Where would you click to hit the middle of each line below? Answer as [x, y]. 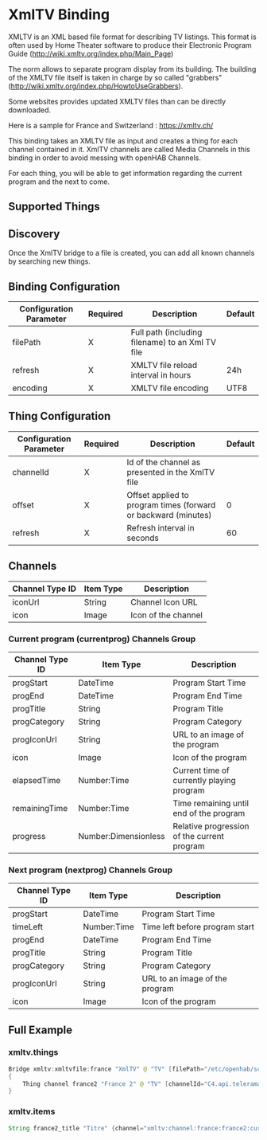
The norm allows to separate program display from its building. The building [132, 69]
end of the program [209, 813]
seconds [143, 538]
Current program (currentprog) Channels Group [102, 639]
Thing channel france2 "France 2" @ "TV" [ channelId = [113, 1084]
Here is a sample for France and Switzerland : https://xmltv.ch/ [111, 125]
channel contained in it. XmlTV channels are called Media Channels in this [129, 149]
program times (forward [171, 505]
